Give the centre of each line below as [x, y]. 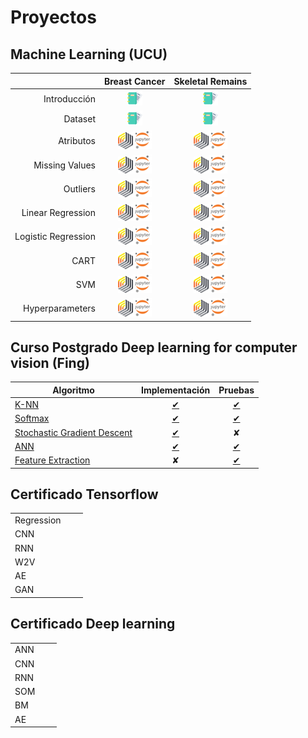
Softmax [32, 418]
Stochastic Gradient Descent [73, 432]
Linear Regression [58, 212]
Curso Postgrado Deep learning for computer [154, 347]
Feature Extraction [52, 460]
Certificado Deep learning [93, 624]
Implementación [176, 390]
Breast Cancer [135, 81]
